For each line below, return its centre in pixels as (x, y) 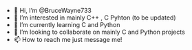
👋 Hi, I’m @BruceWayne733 (52, 10)
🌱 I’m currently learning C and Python (67, 25)
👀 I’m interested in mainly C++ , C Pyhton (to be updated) (95, 18)
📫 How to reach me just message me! (68, 40)
